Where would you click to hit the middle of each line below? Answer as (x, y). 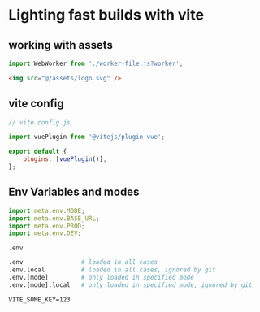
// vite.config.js (39, 122)
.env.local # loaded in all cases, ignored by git (113, 270)
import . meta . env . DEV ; (45, 233)
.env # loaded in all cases (83, 262)
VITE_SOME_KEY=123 (39, 299)
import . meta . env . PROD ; (47, 226)
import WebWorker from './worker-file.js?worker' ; (96, 63)
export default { (38, 152)
